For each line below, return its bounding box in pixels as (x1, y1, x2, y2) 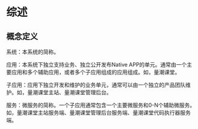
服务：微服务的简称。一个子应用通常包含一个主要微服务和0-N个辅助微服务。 (6, 101, 196, 109)
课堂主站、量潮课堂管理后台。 (37, 89, 112, 96)
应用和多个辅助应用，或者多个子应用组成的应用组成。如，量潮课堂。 (11, 68, 181, 76)
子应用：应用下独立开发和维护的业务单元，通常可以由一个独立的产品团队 (6, 82, 185, 88)
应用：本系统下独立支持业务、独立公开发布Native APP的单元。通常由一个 (6, 61, 187, 68)
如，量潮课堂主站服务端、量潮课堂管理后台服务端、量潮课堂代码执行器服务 (6, 109, 191, 116)
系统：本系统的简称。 (6, 49, 59, 55)
